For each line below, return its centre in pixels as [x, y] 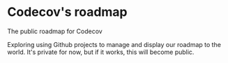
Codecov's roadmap [67, 12]
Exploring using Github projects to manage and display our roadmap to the [114, 44]
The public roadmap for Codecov [55, 31]
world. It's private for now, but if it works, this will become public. [101, 52]
